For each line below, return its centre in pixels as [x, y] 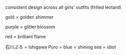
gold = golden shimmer [30, 17]
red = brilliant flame [26, 37]
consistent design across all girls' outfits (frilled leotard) [63, 7]
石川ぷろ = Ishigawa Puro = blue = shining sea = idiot [61, 47]
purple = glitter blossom [30, 27]
